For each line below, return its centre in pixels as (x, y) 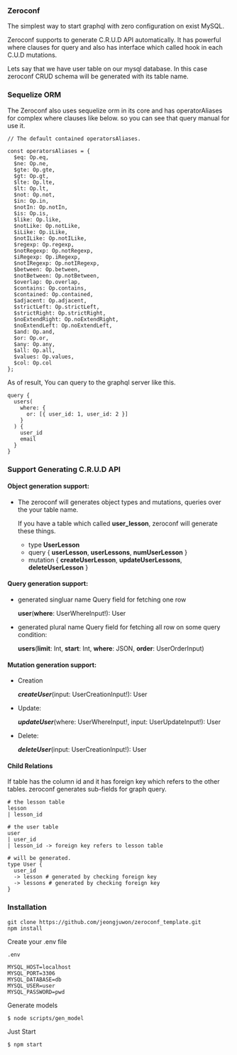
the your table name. (48, 509)
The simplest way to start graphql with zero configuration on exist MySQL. (116, 26)
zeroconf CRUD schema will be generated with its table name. (98, 76)
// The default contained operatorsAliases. (74, 138)
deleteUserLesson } (58, 567)
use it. (16, 125)
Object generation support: (49, 486)
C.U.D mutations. (32, 55)
